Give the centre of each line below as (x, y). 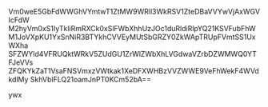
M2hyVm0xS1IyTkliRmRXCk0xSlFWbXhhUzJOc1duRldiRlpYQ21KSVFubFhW (132, 28)
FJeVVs (21, 62)
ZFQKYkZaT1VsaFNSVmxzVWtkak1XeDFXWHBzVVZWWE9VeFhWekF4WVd (134, 71)
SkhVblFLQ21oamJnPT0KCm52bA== (91, 79)
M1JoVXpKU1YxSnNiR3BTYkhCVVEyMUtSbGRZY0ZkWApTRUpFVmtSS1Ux (132, 37)
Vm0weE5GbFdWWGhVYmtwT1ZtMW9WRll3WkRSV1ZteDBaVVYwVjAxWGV (134, 12)
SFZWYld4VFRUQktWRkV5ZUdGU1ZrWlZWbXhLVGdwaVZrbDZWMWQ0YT (133, 54)
